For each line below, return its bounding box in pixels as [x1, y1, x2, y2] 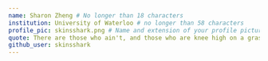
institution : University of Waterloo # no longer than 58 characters [8, 19, 245, 27]
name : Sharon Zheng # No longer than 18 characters [8, 11, 183, 20]
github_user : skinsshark [8, 41, 91, 49]
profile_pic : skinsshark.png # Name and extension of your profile [8, 26, 238, 34]
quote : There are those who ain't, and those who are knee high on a [8, 33, 245, 42]
